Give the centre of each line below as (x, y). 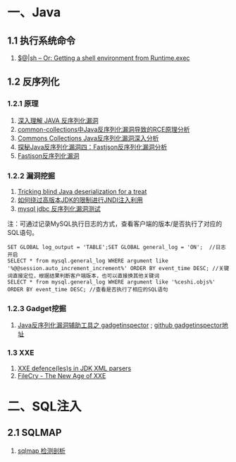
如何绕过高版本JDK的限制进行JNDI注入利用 (80, 200)
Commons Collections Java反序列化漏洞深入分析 (88, 138)
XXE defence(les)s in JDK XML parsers (74, 368)
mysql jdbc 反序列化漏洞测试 (59, 208)
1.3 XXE (21, 353)
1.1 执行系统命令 (42, 41)
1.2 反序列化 (33, 82)
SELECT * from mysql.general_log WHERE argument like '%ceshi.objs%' (112, 282)
